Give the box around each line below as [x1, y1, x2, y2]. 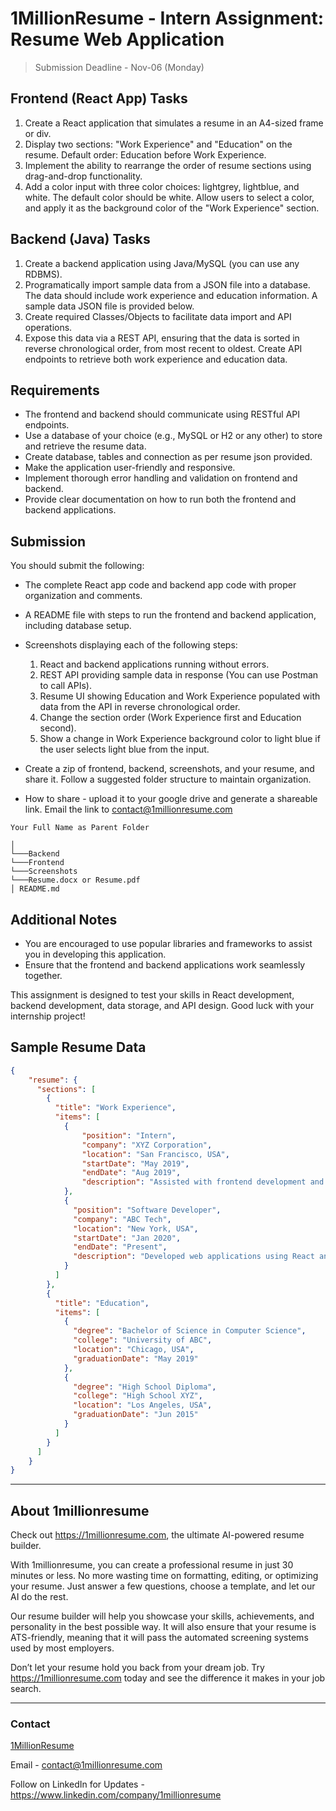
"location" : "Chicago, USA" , [73, 1345, 195, 1355]
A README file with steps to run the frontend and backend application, [24, 609, 317, 621]
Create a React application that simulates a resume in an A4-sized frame [24, 117, 324, 129]
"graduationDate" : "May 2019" [73, 1353, 199, 1364]
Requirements [10, 382, 100, 399]
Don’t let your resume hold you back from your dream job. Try [10, 1662, 265, 1674]
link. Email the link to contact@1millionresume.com [24, 803, 233, 816]
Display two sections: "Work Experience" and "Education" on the [24, 138, 293, 150]
